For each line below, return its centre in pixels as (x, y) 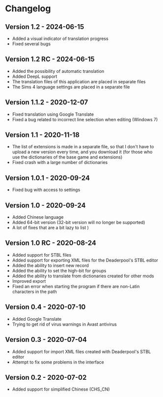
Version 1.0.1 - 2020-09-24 (47, 178)
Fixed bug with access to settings (46, 190)
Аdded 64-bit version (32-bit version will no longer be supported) (79, 223)
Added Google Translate (37, 319)
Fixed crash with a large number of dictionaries (60, 163)
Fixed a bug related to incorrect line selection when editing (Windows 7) (85, 119)
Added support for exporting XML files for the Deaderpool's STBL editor (85, 260)
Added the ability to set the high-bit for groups (59, 270)
